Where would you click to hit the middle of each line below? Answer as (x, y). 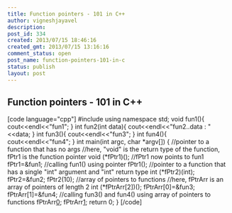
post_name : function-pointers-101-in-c (66, 60)
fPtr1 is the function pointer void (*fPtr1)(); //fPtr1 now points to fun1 (106, 157)
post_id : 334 (27, 34)
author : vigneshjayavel (43, 21)
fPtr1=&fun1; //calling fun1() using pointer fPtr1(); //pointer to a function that (117, 165)
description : (27, 27)
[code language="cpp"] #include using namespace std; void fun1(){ (106, 119)
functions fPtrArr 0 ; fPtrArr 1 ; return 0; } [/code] (75, 202)
